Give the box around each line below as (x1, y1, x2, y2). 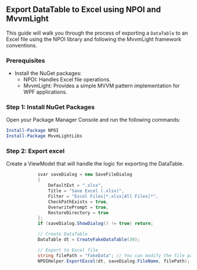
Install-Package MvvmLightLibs (6, 133, 83, 139)
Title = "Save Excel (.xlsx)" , (47, 188, 125, 194)
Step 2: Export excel (6, 147, 65, 155)
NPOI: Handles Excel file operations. (23, 76, 111, 83)
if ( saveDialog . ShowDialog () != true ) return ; (37, 221, 154, 227)
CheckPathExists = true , (47, 199, 109, 204)
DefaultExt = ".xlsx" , (47, 183, 104, 189)
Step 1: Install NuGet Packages (6, 103, 95, 111)
